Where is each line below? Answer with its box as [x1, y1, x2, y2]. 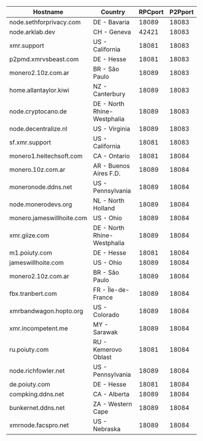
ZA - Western [92, 400, 132, 408]
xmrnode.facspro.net [9, 421, 69, 429]
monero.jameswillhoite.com [9, 214, 88, 222]
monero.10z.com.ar [9, 166, 65, 174]
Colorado [92, 311, 120, 319]
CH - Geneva [92, 28, 131, 36]
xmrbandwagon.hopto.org [9, 307, 83, 315]
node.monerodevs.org [9, 200, 72, 208]
